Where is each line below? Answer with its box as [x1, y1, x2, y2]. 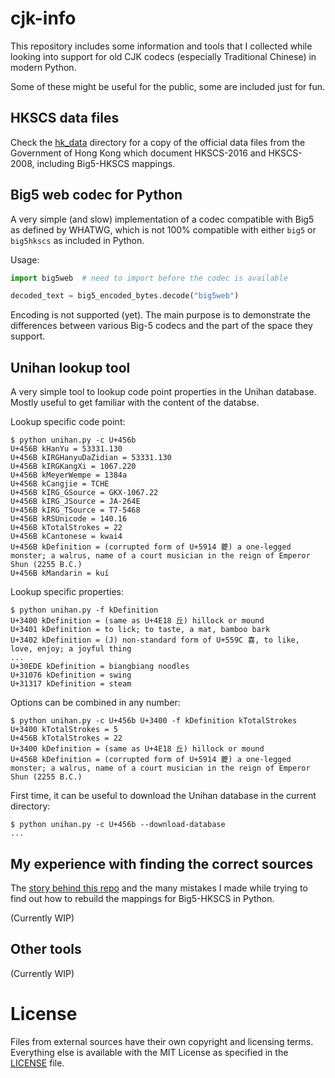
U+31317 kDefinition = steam [10, 679, 132, 689]
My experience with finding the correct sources [10, 855, 314, 872]
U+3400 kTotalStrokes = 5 [10, 725, 118, 735]
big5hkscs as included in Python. [10, 234, 145, 246]
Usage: [10, 253, 40, 266]
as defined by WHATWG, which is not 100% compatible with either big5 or [10, 223, 317, 236]
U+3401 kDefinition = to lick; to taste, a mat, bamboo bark [10, 625, 271, 635]
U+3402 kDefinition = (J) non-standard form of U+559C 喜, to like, [10, 635, 300, 646]
